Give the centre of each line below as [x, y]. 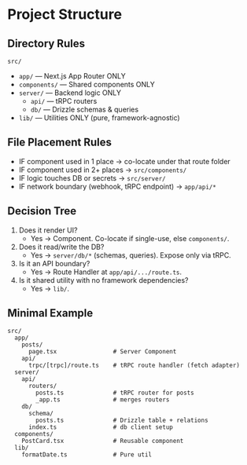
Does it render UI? [48, 230]
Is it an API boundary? [54, 263]
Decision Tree [42, 211]
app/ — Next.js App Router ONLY [72, 76]
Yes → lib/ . [50, 288]
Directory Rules [46, 44]
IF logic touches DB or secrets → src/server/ [92, 178]
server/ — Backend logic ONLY [70, 93]
